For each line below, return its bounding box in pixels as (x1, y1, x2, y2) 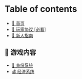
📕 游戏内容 (4, 48, 36, 57)
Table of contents (4, 3, 78, 15)
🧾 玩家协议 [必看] (11, 26, 46, 32)
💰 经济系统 (11, 68, 35, 74)
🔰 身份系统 (11, 62, 33, 68)
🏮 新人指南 (11, 32, 33, 38)
